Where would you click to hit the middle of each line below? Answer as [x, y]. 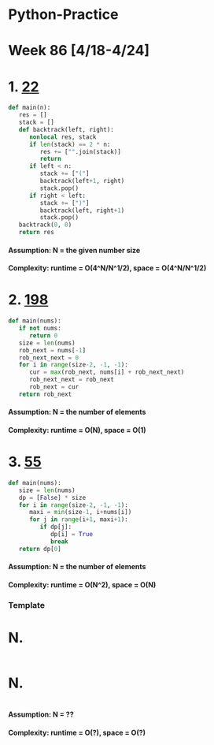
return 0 [43, 335]
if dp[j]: [56, 527]
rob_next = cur [54, 387]
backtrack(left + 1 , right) [82, 181]
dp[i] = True [71, 535]
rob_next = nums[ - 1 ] [52, 350]
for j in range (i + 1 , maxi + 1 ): [78, 520]
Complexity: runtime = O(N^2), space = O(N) [82, 584]
